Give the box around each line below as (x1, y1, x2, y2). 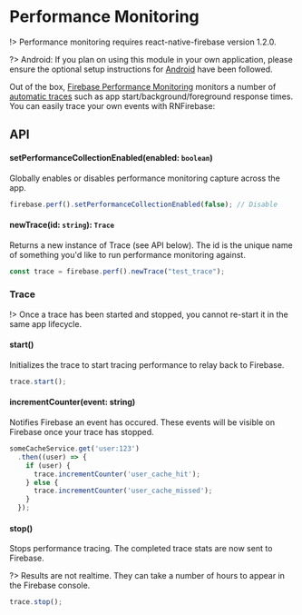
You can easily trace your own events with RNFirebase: (9, 100, 216, 111)
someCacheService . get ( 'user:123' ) (9, 444, 141, 453)
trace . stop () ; (9, 598, 63, 607)
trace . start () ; (9, 377, 67, 386)
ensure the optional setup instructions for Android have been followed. (9, 64, 274, 74)
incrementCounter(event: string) (9, 397, 136, 408)
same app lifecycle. (9, 318, 83, 329)
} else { (25, 478, 59, 487)
